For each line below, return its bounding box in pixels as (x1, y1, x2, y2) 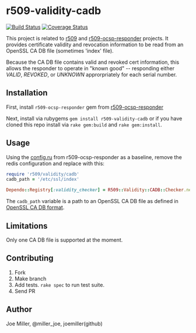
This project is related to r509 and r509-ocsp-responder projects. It (6, 35, 169, 42)
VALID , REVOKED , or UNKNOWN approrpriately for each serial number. (6, 71, 177, 78)
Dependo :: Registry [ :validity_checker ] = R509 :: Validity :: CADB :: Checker (6, 187, 184, 193)
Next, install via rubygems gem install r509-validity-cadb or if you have (6, 115, 183, 122)
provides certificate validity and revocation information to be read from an (6, 41, 184, 48)
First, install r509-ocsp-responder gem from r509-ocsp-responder (6, 104, 164, 111)
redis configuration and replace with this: (6, 160, 105, 167)
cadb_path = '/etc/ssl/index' (6, 177, 80, 183)
